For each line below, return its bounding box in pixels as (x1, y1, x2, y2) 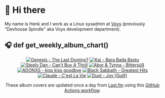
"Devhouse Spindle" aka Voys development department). (4, 26, 121, 32)
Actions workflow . (64, 87, 101, 93)
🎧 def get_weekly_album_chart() (4, 41, 109, 49)
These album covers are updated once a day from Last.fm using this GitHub (5, 82, 160, 88)
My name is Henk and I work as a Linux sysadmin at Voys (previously (4, 21, 145, 27)
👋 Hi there (4, 4, 45, 16)
